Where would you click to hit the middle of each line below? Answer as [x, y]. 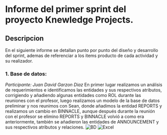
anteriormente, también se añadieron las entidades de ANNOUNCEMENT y [82, 122]
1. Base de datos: [26, 73]
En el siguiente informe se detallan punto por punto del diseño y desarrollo [82, 50]
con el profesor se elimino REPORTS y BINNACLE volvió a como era [75, 116]
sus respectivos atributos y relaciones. [45, 127]
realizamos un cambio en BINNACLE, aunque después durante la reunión [80, 111]
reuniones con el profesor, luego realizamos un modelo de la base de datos [83, 100]
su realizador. [19, 61]
